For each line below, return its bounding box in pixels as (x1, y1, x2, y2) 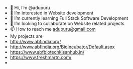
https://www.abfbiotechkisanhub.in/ (10, 49, 85, 55)
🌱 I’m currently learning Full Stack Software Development (10, 15, 128, 21)
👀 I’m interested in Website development (10, 10, 94, 16)
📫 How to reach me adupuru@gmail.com (10, 26, 96, 32)
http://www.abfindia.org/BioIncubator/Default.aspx (10, 44, 115, 50)
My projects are (10, 33, 43, 39)
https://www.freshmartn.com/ (10, 55, 72, 60)
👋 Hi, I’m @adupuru (10, 5, 50, 10)
